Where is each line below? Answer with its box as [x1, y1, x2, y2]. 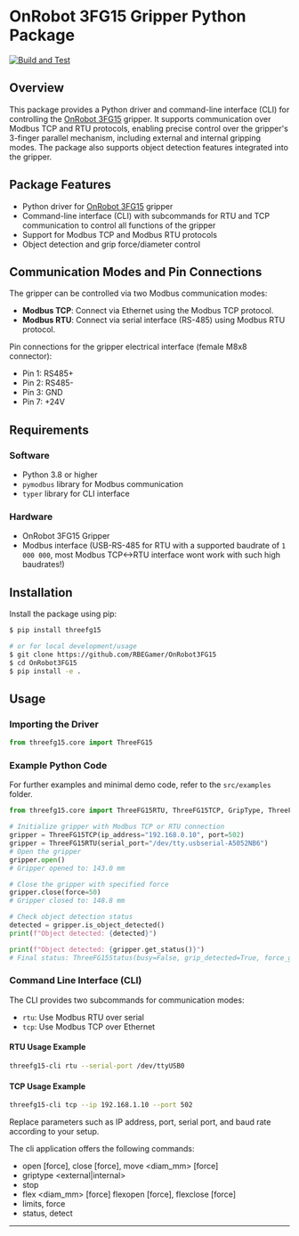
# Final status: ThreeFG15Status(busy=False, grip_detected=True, [9, 953, 261, 963]
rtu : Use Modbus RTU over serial [21, 1012, 145, 1022]
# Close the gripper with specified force [9, 880, 169, 889]
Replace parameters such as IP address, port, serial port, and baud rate [9, 1116, 271, 1127]
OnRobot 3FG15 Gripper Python [9, 6, 246, 27]
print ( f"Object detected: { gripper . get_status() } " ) [9, 945, 205, 954]
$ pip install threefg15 [9, 626, 101, 635]
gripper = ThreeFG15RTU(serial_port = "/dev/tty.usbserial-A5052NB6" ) [9, 839, 269, 848]
